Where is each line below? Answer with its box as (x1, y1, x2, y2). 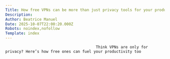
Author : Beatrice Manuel (5, 17, 58, 22)
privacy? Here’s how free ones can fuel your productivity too (5, 49, 142, 54)
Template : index (5, 31, 39, 36)
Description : (5, 12, 33, 17)
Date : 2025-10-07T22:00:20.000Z (5, 21, 73, 27)
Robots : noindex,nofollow (5, 26, 60, 31)
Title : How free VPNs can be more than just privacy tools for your (5, 7, 153, 13)
